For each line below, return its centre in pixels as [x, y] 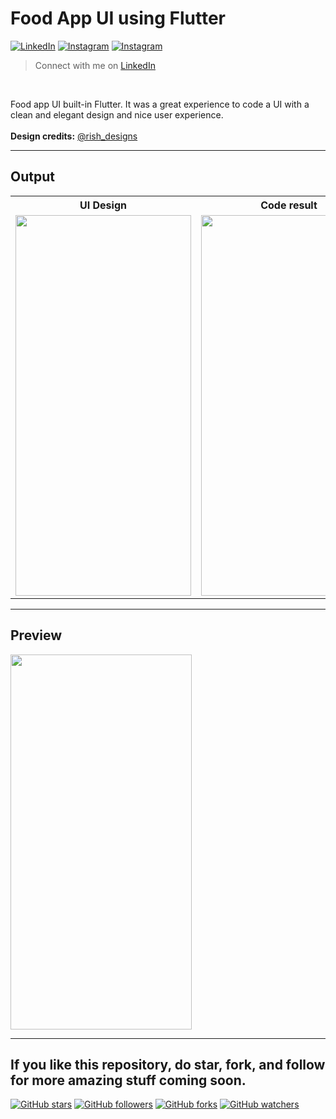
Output [32, 177]
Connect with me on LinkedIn [95, 65]
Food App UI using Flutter [118, 18]
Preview [36, 635]
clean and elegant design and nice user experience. [117, 114]
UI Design [103, 205]
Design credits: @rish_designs [74, 136]
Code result [289, 205]
